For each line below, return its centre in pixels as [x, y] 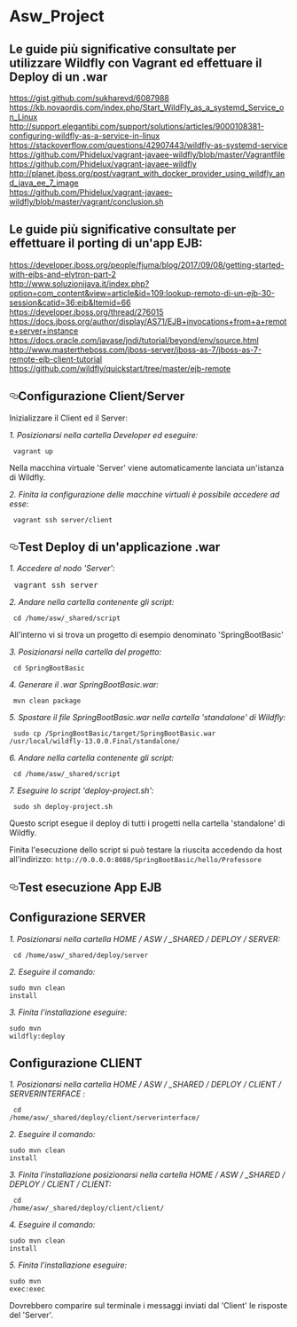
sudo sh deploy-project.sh [63, 807]
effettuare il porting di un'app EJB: [106, 243]
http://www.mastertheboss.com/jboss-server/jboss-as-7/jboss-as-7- [136, 349]
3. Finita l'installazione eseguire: [68, 1012]
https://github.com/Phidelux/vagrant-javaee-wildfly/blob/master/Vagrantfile [147, 154]
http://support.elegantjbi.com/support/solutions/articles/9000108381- [137, 126]
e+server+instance [44, 331]
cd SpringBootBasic [49, 668]
